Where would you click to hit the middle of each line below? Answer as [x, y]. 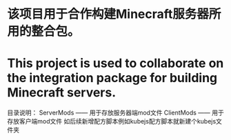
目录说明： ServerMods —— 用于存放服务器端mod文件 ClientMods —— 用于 [115, 113]
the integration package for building [112, 78]
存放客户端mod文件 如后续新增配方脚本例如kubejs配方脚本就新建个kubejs [112, 121]
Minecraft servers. [62, 93]
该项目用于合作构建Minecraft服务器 [108, 14]
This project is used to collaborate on [115, 63]
